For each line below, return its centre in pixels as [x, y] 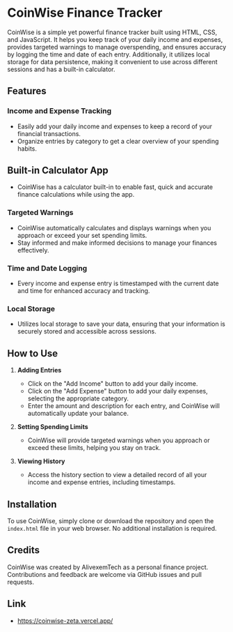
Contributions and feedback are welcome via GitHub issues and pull [104, 574]
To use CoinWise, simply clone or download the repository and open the [111, 520]
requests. [21, 582]
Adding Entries [39, 370]
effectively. [33, 250]
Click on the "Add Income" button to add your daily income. [113, 384]
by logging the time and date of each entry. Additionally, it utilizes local [109, 54]
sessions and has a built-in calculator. [61, 69]
